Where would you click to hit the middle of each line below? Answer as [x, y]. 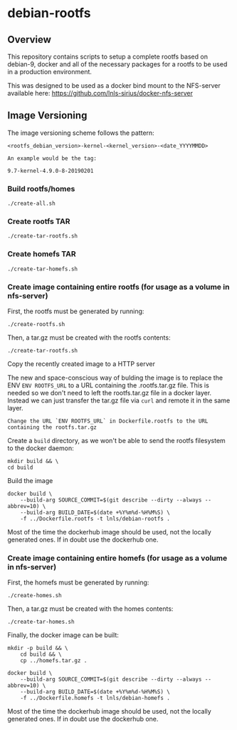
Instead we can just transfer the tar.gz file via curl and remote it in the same [119, 400]
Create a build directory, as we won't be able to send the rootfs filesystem [116, 441]
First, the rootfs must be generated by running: [76, 311]
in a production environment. [50, 72]
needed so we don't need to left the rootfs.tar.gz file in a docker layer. [110, 393]
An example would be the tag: [52, 158]
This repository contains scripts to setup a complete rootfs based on [108, 56]
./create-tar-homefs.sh [43, 269]
